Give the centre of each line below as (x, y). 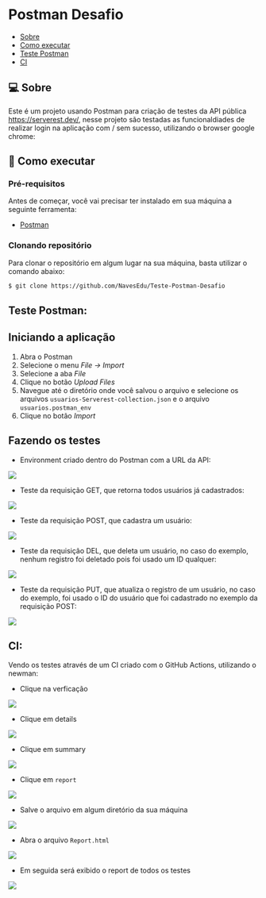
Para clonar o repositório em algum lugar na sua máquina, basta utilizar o (128, 263)
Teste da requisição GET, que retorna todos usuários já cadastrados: (132, 490)
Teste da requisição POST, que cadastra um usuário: (106, 520)
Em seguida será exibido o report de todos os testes (105, 870)
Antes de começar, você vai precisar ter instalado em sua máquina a (120, 201)
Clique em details (48, 719)
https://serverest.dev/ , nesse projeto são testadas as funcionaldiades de (126, 119)
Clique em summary (52, 750)
